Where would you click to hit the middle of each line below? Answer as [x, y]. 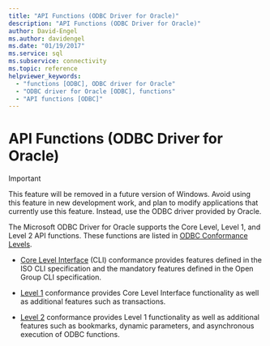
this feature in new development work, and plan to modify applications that [133, 203]
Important [25, 178]
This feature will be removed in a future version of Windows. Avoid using [130, 194]
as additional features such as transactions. [93, 301]
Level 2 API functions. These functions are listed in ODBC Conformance [129, 236]
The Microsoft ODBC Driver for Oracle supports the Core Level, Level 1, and [135, 227]
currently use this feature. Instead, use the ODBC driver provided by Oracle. [135, 211]
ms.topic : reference [43, 69]
